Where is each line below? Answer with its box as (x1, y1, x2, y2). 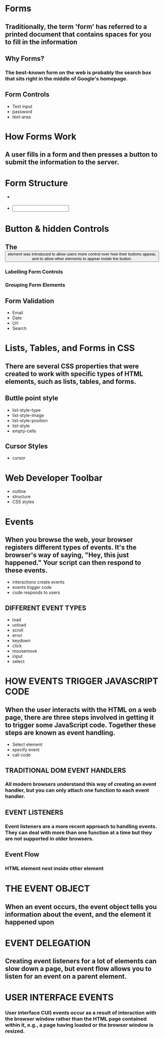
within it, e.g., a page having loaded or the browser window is (5, 1022, 154, 1029)
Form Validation (5, 297, 55, 305)
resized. (5, 1028, 25, 1035)
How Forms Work (5, 131, 77, 142)
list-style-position (12, 417, 48, 423)
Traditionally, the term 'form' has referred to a (5, 23, 147, 31)
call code (12, 752, 31, 758)
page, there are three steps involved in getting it (5, 713, 154, 721)
